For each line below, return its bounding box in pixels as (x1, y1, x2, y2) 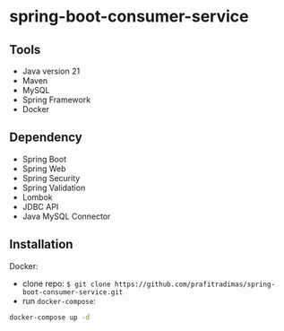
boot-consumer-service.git (22, 287, 124, 297)
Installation (9, 237, 73, 252)
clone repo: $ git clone (22, 278, 111, 289)
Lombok (22, 191, 54, 203)
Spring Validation (22, 182, 86, 193)
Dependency (9, 130, 82, 145)
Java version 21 (22, 65, 81, 76)
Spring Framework (22, 94, 91, 105)
